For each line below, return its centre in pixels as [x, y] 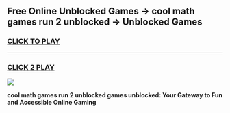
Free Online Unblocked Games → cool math [101, 11]
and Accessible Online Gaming [52, 102]
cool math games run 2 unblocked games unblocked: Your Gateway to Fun [115, 95]
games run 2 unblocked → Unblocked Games [105, 22]
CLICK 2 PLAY [31, 67]
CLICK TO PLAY [34, 42]
